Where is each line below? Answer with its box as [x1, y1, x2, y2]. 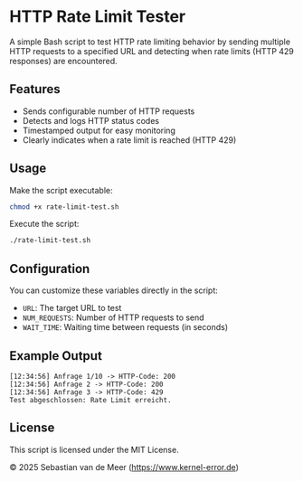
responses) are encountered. [9, 55, 118, 66]
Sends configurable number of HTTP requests [22, 106, 195, 117]
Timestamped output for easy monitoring [22, 125, 176, 136]
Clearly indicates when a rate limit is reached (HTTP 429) [22, 134, 237, 146]
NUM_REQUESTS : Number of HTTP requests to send [22, 312, 205, 323]
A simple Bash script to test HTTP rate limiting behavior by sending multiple [9, 36, 291, 47]
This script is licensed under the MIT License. [9, 444, 179, 455]
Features [9, 81, 61, 97]
